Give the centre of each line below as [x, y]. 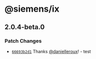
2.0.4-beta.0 [25, 27]
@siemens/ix [32, 9]
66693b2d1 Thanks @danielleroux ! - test [51, 51]
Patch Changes [23, 41]
